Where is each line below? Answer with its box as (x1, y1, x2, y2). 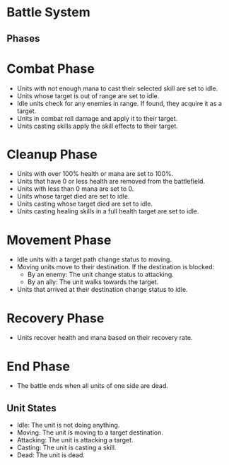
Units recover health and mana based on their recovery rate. (16, 334, 193, 342)
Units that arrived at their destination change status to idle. (16, 286, 188, 294)
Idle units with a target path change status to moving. (16, 255, 172, 264)
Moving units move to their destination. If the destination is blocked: (16, 263, 215, 271)
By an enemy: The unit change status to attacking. (27, 270, 174, 279)
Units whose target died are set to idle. (16, 192, 130, 201)
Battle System (6, 4, 91, 20)
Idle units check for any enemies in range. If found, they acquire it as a (16, 99, 222, 107)
